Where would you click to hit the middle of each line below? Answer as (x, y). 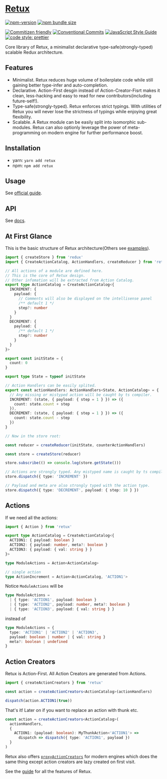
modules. (22, 127)
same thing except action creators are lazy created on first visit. (70, 762)
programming (26, 133)
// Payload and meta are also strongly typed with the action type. (78, 485)
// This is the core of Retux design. (45, 275)
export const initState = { (34, 358)
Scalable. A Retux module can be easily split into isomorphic (74, 122)
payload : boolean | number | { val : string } (58, 637)
